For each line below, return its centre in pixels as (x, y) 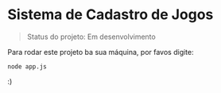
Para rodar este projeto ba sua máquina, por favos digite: (101, 52)
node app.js (27, 66)
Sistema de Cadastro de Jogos (111, 15)
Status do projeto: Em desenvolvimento (91, 37)
